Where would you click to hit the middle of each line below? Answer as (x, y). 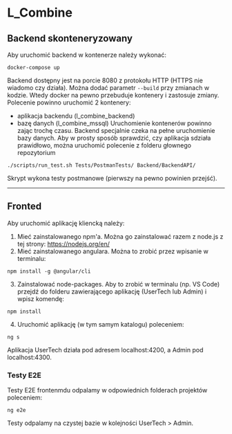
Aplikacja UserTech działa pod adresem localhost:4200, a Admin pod (105, 350)
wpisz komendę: (40, 298)
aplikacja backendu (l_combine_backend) (76, 116)
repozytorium (36, 153)
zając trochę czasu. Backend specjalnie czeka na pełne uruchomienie (116, 130)
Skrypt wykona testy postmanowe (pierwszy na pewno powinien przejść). (112, 178)
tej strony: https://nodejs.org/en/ (64, 244)
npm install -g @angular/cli (49, 271)
